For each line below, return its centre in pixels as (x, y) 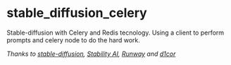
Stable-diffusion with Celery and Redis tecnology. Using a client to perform (115, 32)
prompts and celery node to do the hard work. (73, 40)
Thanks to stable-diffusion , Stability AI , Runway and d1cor (91, 54)
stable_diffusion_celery (77, 13)
